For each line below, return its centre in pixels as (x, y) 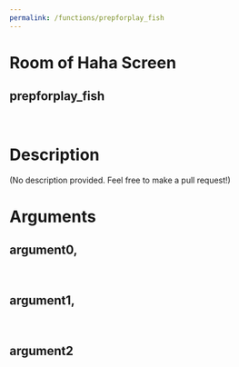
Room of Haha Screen (93, 62)
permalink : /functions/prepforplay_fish (87, 18)
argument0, (44, 250)
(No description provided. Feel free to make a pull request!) (120, 180)
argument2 (42, 351)
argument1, (42, 300)
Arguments (53, 217)
